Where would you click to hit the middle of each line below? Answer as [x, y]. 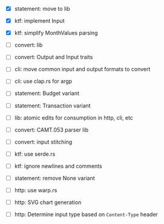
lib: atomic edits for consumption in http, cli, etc [74, 118]
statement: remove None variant [54, 178]
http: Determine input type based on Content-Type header [86, 214]
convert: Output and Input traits [54, 57]
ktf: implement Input [39, 21]
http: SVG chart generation [48, 202]
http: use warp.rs [36, 190]
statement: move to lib [42, 9]
